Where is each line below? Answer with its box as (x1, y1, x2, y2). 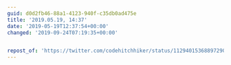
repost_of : (7, 47, 38, 55)
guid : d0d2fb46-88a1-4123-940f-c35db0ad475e (7, 10, 137, 17)
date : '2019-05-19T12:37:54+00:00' (7, 23, 109, 29)
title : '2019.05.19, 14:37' (7, 16, 88, 23)
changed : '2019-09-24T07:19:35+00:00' (7, 29, 118, 36)
